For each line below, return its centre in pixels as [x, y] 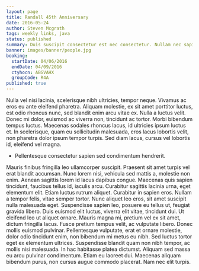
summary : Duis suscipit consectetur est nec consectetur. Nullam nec [94, 45]
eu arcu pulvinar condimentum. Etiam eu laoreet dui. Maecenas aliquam [94, 255]
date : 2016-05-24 [28, 23]
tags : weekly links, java [38, 34]
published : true [26, 84]
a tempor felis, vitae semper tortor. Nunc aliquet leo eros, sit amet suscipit [96, 199]
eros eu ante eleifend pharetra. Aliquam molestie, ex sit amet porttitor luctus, [99, 106]
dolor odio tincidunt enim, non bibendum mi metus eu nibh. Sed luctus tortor [99, 237]
